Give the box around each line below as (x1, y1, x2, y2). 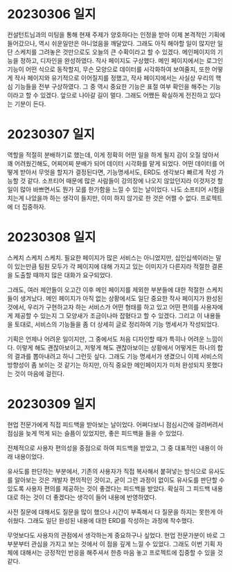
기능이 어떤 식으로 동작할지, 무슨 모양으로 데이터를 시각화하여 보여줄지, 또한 (7, 65, 211, 73)
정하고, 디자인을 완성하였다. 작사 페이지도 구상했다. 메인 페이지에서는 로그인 (19, 56, 224, 64)
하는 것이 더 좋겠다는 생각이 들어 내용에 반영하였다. (19, 492, 157, 501)
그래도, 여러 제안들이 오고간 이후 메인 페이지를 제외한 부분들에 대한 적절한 (7, 285, 205, 294)
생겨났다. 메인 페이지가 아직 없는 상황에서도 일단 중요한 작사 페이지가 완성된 (19, 294, 224, 302)
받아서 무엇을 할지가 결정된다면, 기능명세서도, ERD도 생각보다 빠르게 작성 (19, 167, 217, 176)
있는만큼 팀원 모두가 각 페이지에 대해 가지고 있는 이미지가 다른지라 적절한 (14, 262, 211, 270)
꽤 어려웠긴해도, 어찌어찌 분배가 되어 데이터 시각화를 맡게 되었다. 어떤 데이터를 (7, 159, 218, 167)
